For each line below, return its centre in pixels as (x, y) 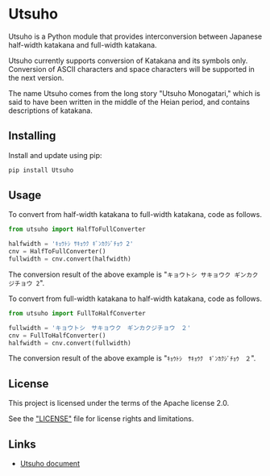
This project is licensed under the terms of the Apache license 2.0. (119, 403)
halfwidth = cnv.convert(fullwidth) (70, 343)
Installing (32, 136)
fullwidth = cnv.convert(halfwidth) (70, 259)
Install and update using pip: (55, 155)
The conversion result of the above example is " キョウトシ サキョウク (120, 274)
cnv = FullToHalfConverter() (57, 336)
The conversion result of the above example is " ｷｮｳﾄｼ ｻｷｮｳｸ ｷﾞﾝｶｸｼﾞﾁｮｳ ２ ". (132, 358)
